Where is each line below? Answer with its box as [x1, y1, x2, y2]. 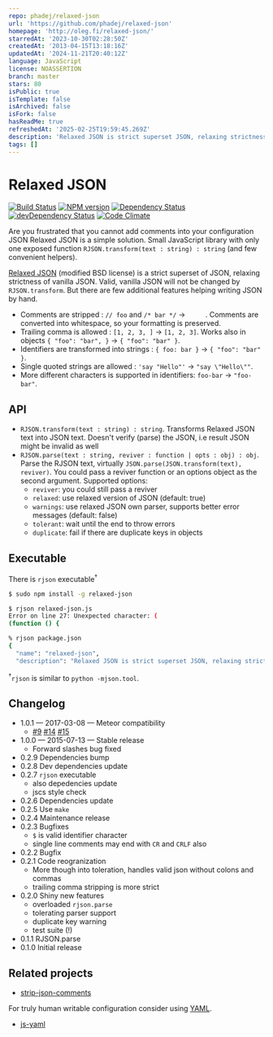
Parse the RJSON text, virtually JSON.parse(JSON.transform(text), [19, 458, 242, 468]
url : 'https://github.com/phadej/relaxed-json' [8, 20, 173, 28]
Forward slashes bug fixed [32, 744, 122, 754]
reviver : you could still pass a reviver [32, 484, 158, 494]
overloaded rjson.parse [32, 900, 113, 909]
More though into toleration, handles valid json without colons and [32, 865, 254, 874]
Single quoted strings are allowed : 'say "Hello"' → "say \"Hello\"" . [19, 362, 253, 371]
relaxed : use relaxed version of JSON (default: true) [32, 493, 206, 503]
